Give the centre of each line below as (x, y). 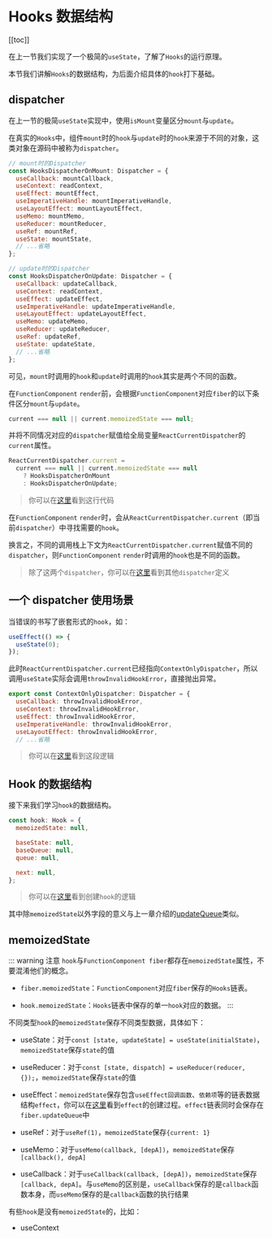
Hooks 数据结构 (61, 17)
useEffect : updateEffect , (60, 299)
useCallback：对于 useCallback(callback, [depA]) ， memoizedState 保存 (138, 1174)
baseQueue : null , (45, 850)
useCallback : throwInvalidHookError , (80, 702)
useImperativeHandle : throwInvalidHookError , (94, 724)
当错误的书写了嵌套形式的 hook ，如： (69, 621)
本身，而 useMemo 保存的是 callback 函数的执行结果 (108, 1194)
